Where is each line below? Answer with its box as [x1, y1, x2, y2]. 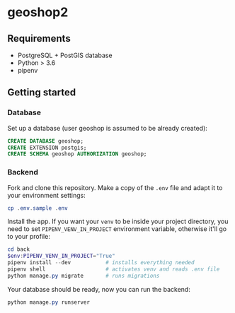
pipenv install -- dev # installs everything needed [7, 259, 195, 266]
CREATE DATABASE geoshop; [7, 137, 84, 145]
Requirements [7, 33, 71, 45]
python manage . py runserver [7, 298, 91, 306]
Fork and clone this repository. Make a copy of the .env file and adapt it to [7, 183, 223, 191]
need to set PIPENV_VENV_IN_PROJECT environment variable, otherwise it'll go [7, 225, 227, 233]
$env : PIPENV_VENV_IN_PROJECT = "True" [7, 252, 115, 260]
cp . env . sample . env [7, 204, 69, 212]
